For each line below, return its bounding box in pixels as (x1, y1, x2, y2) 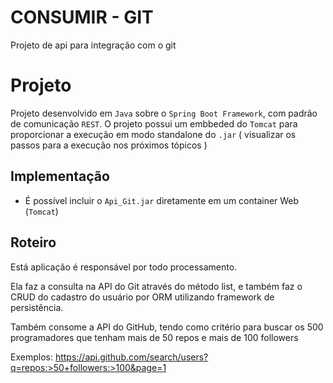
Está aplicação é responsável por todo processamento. (10, 261, 238, 273)
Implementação (10, 168, 110, 185)
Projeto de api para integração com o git (10, 39, 177, 51)
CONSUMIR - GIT (10, 6, 154, 29)
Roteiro (10, 234, 57, 251)
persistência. (10, 301, 64, 313)
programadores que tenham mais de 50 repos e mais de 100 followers (10, 331, 299, 343)
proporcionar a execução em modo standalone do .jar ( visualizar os (10, 128, 297, 140)
